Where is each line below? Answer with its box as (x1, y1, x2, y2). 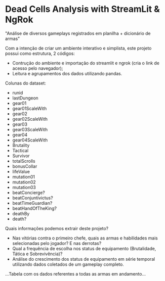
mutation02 (12, 179, 36, 185)
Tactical (12, 147, 29, 153)
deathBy (12, 210, 30, 216)
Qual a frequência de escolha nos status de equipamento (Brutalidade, (12, 245, 157, 251)
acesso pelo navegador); (12, 65, 63, 71)
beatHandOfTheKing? (12, 205, 57, 211)
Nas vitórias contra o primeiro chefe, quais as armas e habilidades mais (12, 235, 158, 241)
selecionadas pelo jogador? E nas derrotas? (12, 240, 102, 246)
